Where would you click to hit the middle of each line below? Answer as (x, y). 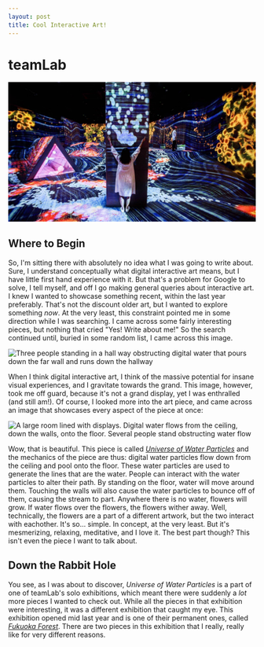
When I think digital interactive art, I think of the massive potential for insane (131, 377)
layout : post (29, 17)
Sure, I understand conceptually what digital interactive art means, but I (124, 270)
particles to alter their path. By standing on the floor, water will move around (131, 482)
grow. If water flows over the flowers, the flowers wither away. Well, (118, 507)
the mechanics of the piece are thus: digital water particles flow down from (130, 457)
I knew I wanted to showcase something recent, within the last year (117, 296)
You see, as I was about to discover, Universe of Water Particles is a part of (130, 584)
